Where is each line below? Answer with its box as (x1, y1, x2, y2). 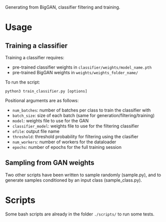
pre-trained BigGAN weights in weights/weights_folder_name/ (12, 70, 138, 75)
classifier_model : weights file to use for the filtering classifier (12, 123, 139, 129)
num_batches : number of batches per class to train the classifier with (12, 107, 151, 113)
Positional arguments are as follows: (5, 98, 79, 104)
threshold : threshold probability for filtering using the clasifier (12, 134, 139, 139)
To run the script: (5, 79, 41, 85)
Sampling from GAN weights (5, 159, 95, 167)
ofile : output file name (12, 128, 59, 134)
